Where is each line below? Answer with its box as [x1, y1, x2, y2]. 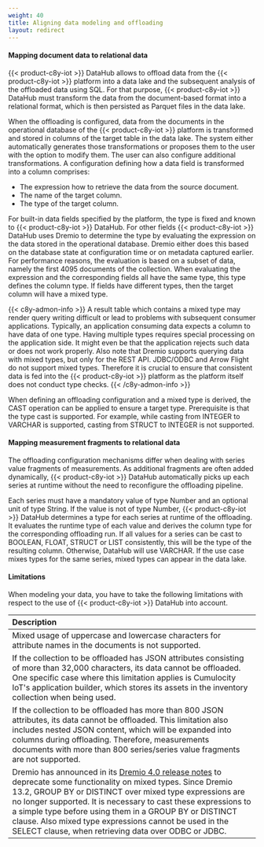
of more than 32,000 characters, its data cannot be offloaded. [12, 662, 241, 673]
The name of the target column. [19, 190, 123, 200]
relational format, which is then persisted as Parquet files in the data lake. [8, 101, 246, 111]
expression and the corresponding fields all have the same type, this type [8, 272, 246, 282]
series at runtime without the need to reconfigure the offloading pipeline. [8, 481, 244, 490]
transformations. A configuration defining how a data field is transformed [8, 158, 245, 168]
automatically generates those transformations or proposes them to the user [8, 142, 255, 151]
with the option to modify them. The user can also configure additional [8, 150, 236, 160]
